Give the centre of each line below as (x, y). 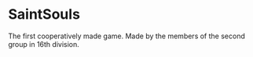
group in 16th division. (44, 44)
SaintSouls (44, 14)
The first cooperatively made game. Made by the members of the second (126, 36)
